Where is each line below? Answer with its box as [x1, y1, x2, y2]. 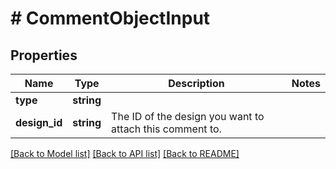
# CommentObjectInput [10, 7, 211, 30]
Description [168, 77, 225, 90]
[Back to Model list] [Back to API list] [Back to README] [10, 148, 240, 159]
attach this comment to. [111, 122, 222, 136]
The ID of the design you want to [111, 110, 265, 123]
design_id [15, 116, 63, 129]
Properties [10, 47, 78, 64]
